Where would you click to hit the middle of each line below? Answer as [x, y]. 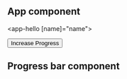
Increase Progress [35, 43]
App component [44, 12]
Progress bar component [63, 66]
